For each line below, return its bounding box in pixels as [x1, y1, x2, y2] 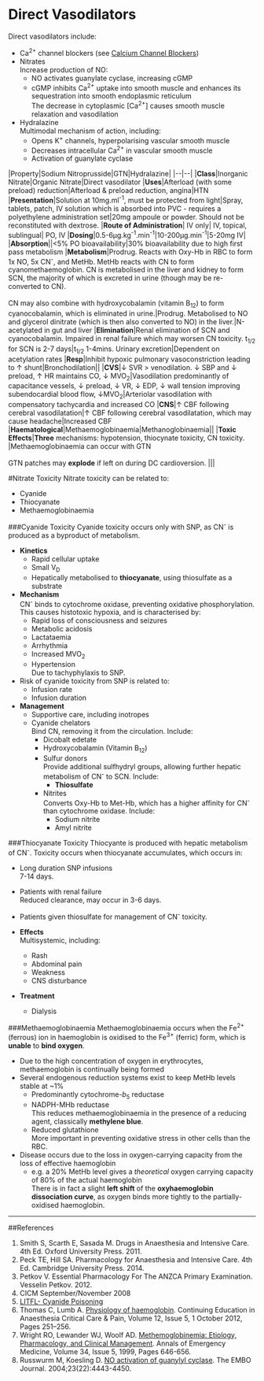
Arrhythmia [31, 641, 68, 650]
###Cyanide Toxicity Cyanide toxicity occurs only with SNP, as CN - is [8, 521, 234, 531]
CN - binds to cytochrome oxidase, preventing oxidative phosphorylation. [19, 598, 255, 609]
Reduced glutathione [31, 1124, 99, 1135]
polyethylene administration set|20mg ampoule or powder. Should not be [8, 212, 245, 221]
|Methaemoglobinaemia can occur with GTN [8, 442, 152, 451]
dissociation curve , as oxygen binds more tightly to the [31, 1191, 212, 1201]
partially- [213, 1191, 242, 1201]
